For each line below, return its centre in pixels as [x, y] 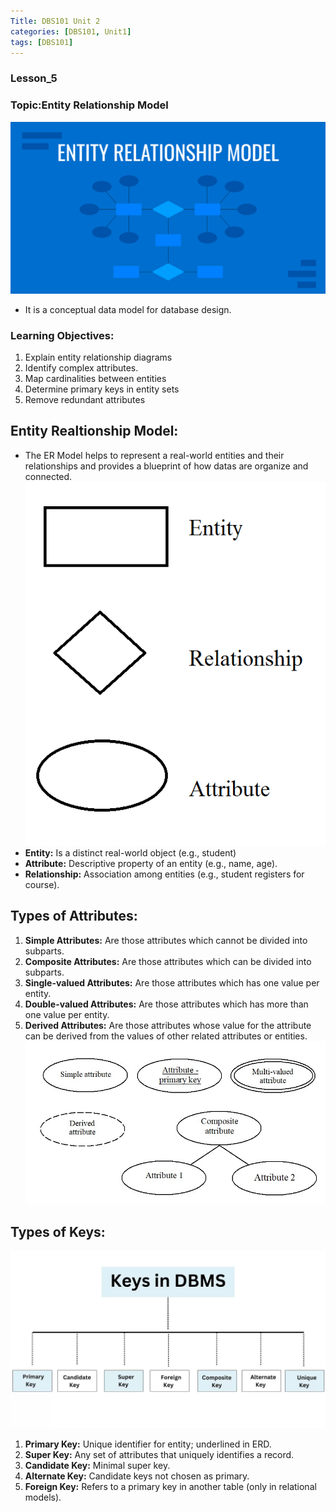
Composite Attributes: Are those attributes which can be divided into [168, 961]
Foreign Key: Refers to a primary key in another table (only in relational [170, 1486]
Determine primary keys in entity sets [102, 389]
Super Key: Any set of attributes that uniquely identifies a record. [159, 1454]
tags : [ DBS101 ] [42, 42]
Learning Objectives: [62, 335]
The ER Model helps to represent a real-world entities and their [154, 455]
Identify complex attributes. [81, 368]
